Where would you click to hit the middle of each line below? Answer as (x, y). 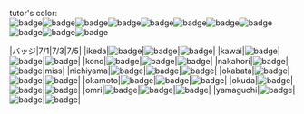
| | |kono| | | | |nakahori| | (165, 61)
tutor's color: (33, 13)
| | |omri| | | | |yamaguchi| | (169, 90)
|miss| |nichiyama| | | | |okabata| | (166, 71)
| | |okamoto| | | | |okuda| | (168, 80)
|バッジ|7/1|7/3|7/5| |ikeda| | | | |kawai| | (145, 51)
